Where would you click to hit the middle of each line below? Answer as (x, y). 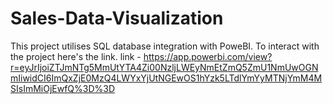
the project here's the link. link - (76, 56)
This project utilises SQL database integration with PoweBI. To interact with (165, 46)
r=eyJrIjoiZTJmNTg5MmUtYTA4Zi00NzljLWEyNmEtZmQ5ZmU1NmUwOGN (164, 67)
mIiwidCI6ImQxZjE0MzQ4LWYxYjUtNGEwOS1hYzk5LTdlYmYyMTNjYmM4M (166, 78)
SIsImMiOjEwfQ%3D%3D (63, 88)
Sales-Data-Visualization (117, 18)
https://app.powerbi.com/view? (208, 56)
